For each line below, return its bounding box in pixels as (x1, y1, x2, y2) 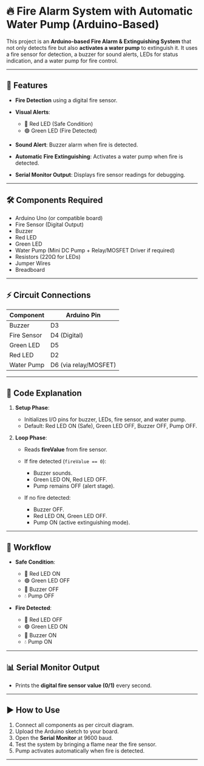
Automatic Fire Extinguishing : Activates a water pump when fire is (15, 153, 183, 160)
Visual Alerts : (15, 108, 50, 116)
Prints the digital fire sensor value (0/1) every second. (15, 681, 152, 689)
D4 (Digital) (50, 331, 84, 340)
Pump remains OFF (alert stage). (33, 482, 115, 490)
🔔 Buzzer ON (24, 632, 57, 639)
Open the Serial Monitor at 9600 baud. (15, 734, 114, 741)
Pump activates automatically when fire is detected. (15, 747, 145, 754)
